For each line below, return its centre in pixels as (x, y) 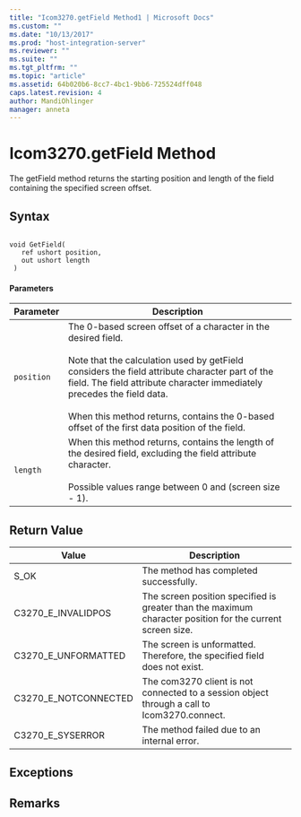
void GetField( (38, 245)
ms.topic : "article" (48, 76)
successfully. (170, 582)
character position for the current (212, 619)
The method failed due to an (202, 730)
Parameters (31, 288)
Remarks (35, 803)
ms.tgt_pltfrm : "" (43, 68)
